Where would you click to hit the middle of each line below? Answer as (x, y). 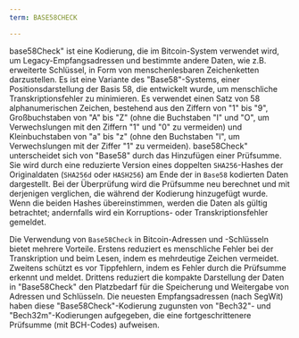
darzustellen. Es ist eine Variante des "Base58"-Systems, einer (125, 79)
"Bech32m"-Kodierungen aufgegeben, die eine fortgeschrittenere (130, 315)
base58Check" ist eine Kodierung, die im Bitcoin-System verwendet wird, (144, 51)
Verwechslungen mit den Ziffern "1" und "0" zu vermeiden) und (126, 127)
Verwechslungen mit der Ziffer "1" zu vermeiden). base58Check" (129, 146)
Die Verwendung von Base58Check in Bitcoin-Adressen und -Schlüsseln (139, 239)
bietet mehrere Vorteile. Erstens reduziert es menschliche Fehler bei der (141, 249)
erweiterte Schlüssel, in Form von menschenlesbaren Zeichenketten (134, 70)
